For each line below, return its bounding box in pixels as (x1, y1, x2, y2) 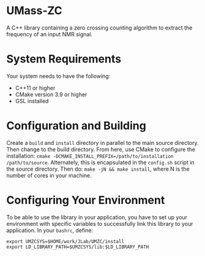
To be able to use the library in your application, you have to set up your (6, 213, 188, 221)
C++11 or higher (15, 84, 56, 91)
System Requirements (6, 52, 121, 66)
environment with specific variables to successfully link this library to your (6, 220, 193, 227)
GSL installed (15, 97, 49, 104)
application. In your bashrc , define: (6, 227, 94, 234)
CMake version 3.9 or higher (15, 90, 88, 98)
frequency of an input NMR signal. (6, 30, 93, 37)
